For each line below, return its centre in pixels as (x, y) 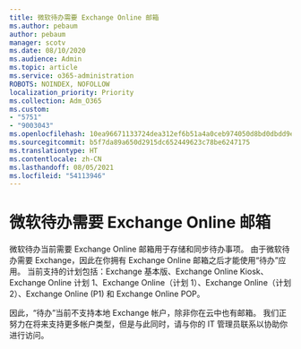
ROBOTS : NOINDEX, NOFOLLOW (60, 84)
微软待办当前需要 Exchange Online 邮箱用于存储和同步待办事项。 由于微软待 (150, 249)
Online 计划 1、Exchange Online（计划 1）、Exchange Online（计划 (170, 283)
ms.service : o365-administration (72, 76)
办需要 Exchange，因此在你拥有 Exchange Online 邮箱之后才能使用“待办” (144, 260)
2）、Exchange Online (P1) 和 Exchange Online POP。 (107, 294)
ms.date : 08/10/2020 (48, 51)
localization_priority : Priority (72, 92)
